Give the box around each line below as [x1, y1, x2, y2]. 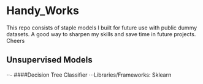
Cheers [6, 37, 25, 44]
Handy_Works [6, 4, 80, 18]
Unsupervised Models [6, 55, 93, 65]
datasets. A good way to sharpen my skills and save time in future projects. [6, 30, 196, 37]
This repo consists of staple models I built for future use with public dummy [6, 24, 197, 31]
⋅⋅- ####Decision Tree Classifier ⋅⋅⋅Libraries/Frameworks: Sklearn [6, 71, 172, 78]
